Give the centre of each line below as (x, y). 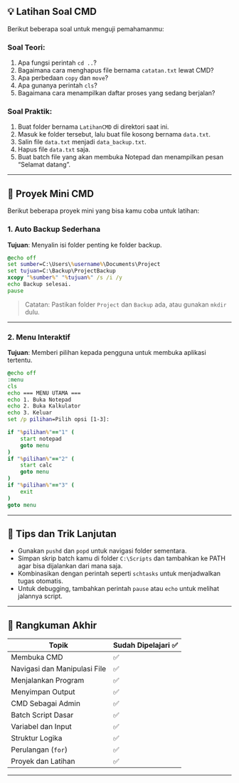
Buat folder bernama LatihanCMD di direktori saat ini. (93, 127)
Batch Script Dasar (42, 715)
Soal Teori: (26, 47)
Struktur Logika (37, 738)
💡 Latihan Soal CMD (52, 12)
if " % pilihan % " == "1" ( (41, 432)
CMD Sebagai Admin (46, 703)
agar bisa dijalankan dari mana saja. (70, 566)
